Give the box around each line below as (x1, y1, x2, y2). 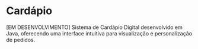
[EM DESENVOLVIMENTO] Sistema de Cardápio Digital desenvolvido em (6, 24, 183, 31)
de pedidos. (6, 36, 36, 43)
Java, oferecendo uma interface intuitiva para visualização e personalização (6, 30, 193, 37)
